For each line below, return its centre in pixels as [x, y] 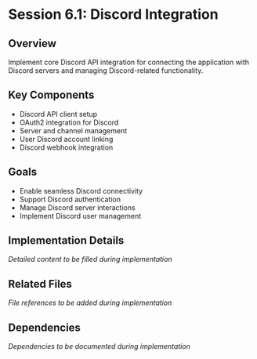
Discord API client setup [58, 114]
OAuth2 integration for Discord [69, 122]
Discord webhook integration [66, 147]
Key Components [51, 95]
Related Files [40, 284]
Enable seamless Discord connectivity [81, 190]
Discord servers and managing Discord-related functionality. [106, 71]
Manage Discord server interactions [77, 207]
